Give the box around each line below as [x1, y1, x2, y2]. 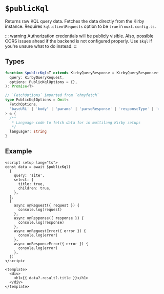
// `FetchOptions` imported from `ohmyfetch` [5, 93, 99, 98]
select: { [14, 177, 34, 182]
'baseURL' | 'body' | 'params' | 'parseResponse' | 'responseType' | [9, 106, 154, 111]
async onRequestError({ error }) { [14, 229, 86, 233]
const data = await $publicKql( [5, 164, 71, 169]
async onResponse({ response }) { [14, 215, 84, 221]
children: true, [18, 186, 51, 190]
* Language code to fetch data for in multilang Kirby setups [11, 120, 141, 125]
